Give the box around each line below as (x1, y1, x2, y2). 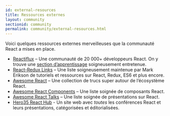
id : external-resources (5, 7, 56, 13)
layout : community (5, 17, 45, 22)
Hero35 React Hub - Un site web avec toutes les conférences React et (12, 99, 161, 105)
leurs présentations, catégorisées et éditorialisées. (12, 105, 119, 111)
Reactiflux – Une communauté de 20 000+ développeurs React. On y (12, 56, 159, 62)
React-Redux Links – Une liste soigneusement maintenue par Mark (12, 67, 154, 73)
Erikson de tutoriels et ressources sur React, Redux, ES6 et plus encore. (12, 72, 165, 78)
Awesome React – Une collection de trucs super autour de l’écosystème (12, 78, 165, 84)
